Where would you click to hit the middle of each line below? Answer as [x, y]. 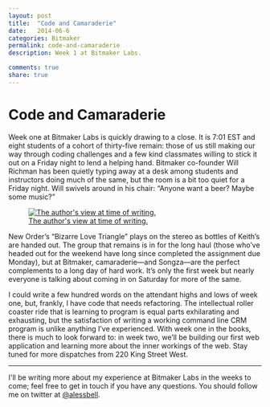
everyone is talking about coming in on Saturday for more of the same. [125, 279]
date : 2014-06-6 [39, 31]
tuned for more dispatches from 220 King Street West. [98, 354]
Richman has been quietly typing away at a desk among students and [123, 171]
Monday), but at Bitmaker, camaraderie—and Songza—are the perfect [124, 262]
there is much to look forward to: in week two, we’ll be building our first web [134, 337]
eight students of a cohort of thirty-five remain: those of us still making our [132, 145]
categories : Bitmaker [45, 38]
